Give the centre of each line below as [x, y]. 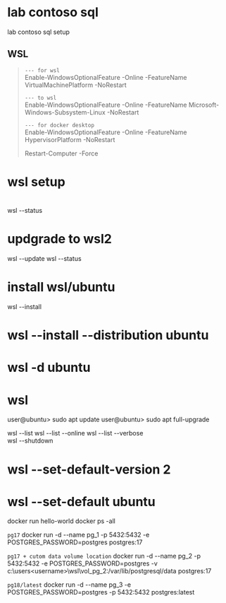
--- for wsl [42, 70]
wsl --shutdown [30, 441]
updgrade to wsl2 [60, 239]
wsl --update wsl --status [45, 259]
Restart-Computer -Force [61, 153]
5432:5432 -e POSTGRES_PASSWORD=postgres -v [83, 563]
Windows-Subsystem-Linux [65, 112]
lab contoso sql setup [39, 32]
